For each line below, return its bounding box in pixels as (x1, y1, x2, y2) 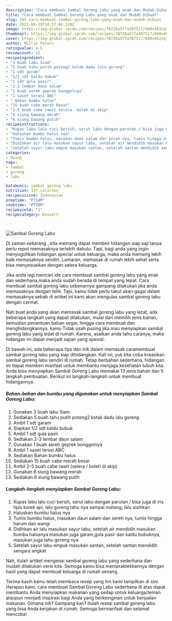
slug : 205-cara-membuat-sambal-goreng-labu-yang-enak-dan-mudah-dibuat (6, 17, 161, 22)
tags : (6, 160, 17, 165)
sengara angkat (13, 548, 46, 554)
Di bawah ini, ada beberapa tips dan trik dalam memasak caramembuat (6, 346, 155, 352)
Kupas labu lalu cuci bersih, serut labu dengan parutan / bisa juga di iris (13, 499, 164, 505)
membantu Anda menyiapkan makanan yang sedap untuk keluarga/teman (6, 589, 161, 595)
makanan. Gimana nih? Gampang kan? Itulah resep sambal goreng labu (6, 600, 156, 607)
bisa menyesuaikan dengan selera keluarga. (6, 262, 99, 268)
